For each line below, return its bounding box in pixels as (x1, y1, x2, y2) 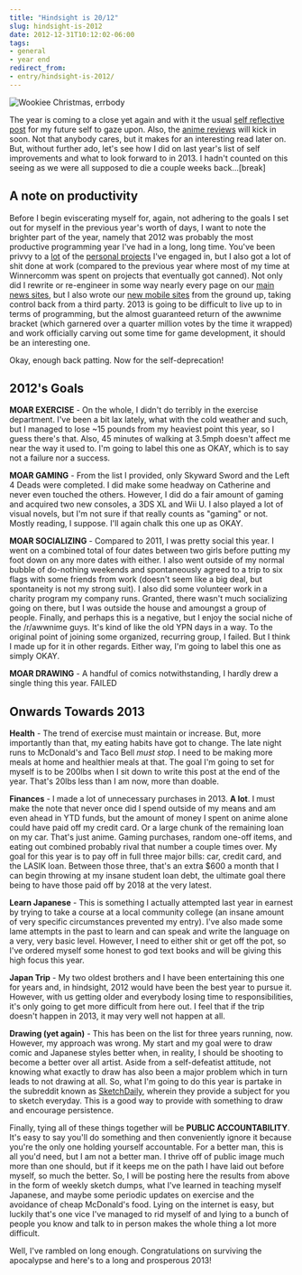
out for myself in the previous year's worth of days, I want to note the (9, 222, 267, 233)
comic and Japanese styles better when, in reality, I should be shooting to (9, 1047, 284, 1058)
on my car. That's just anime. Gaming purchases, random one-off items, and (9, 832, 293, 842)
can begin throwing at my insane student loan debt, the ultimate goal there (9, 870, 286, 881)
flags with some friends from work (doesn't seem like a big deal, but (9, 574, 263, 585)
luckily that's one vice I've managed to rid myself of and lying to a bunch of (9, 1209, 289, 1220)
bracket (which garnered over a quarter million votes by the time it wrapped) (9, 318, 293, 329)
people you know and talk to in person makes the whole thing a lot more (9, 1218, 277, 1229)
